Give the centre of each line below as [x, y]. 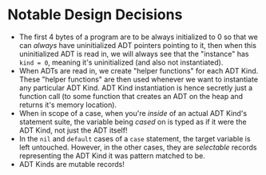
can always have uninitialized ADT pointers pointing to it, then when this [138, 45]
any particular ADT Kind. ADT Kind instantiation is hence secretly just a [136, 87]
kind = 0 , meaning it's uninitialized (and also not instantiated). [121, 62]
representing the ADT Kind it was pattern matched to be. [112, 155]
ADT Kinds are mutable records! [72, 164]
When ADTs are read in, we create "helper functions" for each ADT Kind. [139, 70]
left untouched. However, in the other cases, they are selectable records [138, 147]
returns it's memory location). [68, 105]
